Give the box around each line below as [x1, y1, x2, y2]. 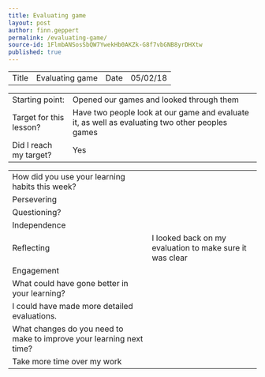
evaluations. [12, 311, 58, 321]
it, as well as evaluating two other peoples [72, 117, 228, 127]
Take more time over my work [12, 356, 122, 367]
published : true [8, 48, 62, 56]
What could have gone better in [12, 278, 129, 288]
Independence [12, 220, 66, 230]
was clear [151, 252, 188, 263]
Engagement [12, 266, 60, 276]
